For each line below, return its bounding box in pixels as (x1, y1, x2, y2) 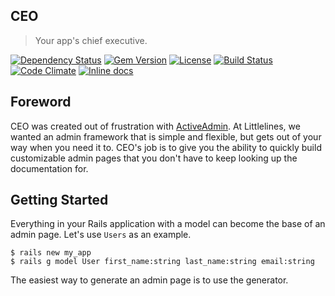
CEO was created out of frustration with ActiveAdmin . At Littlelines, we (10, 120, 301, 132)
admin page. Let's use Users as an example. (10, 229, 192, 241)
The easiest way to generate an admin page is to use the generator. (10, 274, 289, 286)
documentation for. (10, 162, 89, 174)
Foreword (10, 94, 72, 111)
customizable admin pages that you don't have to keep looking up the (10, 152, 298, 164)
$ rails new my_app (10, 248, 92, 258)
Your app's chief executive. (34, 34, 148, 46)
